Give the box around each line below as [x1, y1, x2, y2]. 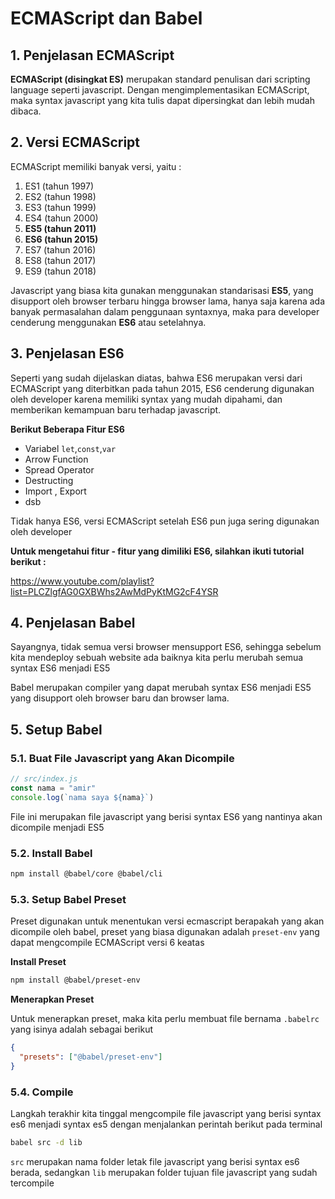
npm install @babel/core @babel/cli [10, 869, 163, 879]
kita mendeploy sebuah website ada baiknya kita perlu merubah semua [10, 652, 304, 664]
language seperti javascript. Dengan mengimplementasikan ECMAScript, [10, 84, 310, 96]
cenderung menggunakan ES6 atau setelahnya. [10, 316, 207, 328]
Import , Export [24, 485, 87, 497]
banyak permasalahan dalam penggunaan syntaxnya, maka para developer [10, 305, 320, 317]
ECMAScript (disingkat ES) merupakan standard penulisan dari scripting [10, 73, 311, 85]
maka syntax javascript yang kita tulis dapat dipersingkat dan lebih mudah [10, 95, 315, 106]
